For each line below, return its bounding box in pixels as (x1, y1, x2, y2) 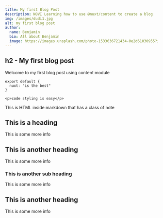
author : (5, 25, 21, 30)
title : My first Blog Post (5, 7, 60, 12)
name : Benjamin (9, 30, 40, 34)
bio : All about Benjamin (9, 34, 60, 39)
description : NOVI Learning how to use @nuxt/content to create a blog (5, 12, 153, 17)
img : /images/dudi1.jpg (5, 16, 53, 21)
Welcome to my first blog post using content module (5, 69, 110, 75)
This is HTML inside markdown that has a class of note (5, 104, 115, 110)
